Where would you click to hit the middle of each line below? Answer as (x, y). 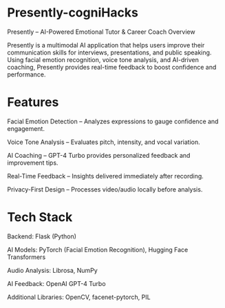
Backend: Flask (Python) (42, 236)
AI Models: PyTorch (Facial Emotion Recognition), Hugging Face (98, 249)
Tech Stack (40, 217)
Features (33, 102)
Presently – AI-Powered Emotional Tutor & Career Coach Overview (101, 32)
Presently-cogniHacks (73, 13)
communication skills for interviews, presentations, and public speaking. (109, 52)
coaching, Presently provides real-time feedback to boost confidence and (112, 67)
